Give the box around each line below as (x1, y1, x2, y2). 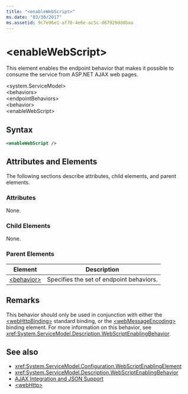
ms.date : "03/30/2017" (6, 14, 62, 20)
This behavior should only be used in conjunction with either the (6, 311, 163, 318)
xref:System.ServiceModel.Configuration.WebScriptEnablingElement (14, 363, 182, 370)
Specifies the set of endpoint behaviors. (47, 275, 158, 283)
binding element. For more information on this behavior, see (6, 324, 152, 331)
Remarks (6, 295, 40, 305)
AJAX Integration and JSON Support (14, 375, 103, 382)
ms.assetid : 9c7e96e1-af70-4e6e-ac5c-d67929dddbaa (6, 20, 134, 25)
